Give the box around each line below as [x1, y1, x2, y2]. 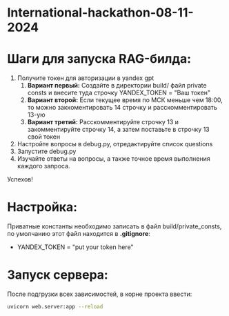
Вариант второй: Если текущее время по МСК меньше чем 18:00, [27, 96, 223, 104]
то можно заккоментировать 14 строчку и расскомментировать [27, 103, 217, 112]
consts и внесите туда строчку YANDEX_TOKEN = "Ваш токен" [27, 88, 211, 97]
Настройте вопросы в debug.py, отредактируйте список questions [17, 140, 213, 148]
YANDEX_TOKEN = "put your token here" [17, 243, 134, 251]
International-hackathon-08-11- [7, 5, 195, 21]
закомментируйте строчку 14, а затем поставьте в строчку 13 [27, 126, 210, 134]
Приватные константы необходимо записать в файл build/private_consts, [7, 222, 222, 230]
